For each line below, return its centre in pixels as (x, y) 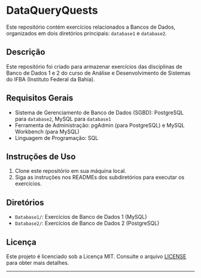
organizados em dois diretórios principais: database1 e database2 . (87, 33)
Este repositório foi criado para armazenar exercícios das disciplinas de (94, 66)
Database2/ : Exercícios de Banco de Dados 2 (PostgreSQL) (87, 223)
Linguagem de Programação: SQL (57, 138)
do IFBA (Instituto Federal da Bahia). (51, 79)
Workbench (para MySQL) (47, 132)
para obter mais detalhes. (38, 263)
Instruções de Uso (41, 156)
